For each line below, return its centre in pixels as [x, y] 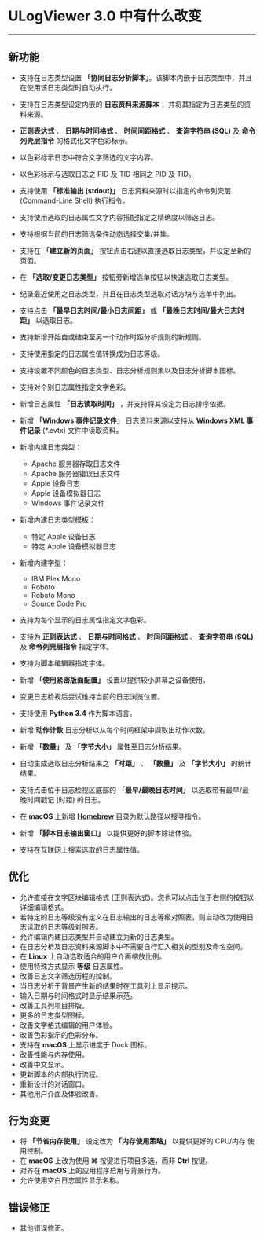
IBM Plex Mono [56, 578]
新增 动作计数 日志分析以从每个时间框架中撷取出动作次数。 [114, 730]
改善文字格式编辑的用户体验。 [68, 1025]
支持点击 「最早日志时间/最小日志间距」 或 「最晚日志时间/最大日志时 [132, 310]
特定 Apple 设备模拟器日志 [73, 546]
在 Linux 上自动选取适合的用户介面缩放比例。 [93, 956]
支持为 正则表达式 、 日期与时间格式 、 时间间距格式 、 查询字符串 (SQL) [136, 637]
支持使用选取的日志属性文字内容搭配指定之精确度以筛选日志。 [119, 217]
